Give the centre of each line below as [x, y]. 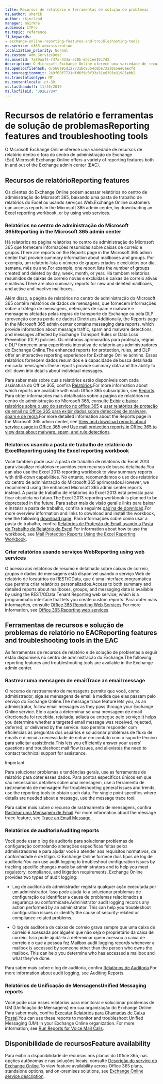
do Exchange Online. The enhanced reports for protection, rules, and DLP [78, 350]
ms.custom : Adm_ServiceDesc [33, 55]
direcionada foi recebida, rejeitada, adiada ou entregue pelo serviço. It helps [81, 717]
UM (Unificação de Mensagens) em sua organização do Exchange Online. [79, 1007]
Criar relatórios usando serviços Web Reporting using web [75, 552]
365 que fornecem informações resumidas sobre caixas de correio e [73, 247]
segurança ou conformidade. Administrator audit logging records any [81, 902]
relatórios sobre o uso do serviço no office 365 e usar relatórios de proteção [81, 406]
